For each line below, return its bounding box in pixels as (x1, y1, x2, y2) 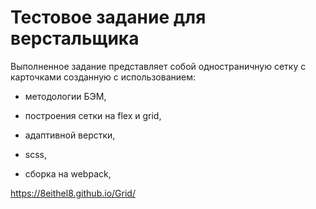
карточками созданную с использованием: (10, 71, 197, 83)
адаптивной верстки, (24, 129, 116, 141)
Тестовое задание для (10, 6, 207, 29)
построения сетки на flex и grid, (24, 109, 162, 121)
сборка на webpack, (24, 167, 112, 180)
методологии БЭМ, (24, 90, 107, 102)
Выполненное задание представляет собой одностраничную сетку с (10, 60, 307, 72)
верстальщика (10, 27, 140, 50)
